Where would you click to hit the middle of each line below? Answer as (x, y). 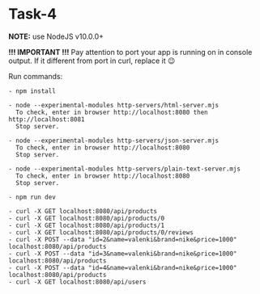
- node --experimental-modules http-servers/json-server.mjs (114, 141)
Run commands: (36, 76)
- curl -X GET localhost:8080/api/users (78, 282)
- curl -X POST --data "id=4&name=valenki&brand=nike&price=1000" (123, 267)
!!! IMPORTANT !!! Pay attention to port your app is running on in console (130, 52)
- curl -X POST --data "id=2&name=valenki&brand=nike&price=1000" (123, 239)
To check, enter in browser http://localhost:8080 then (112, 112)
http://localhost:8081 (47, 119)
